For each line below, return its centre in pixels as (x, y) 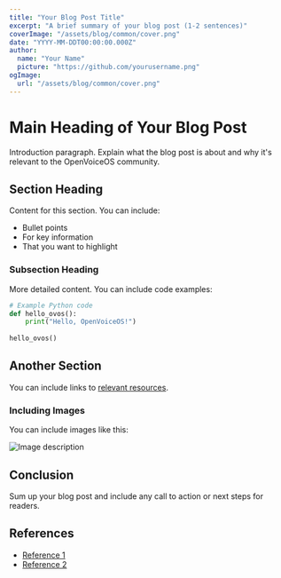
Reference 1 (43, 555)
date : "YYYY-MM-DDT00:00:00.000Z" (73, 42)
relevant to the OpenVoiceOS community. (85, 162)
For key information (58, 237)
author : (23, 51)
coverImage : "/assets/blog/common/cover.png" (94, 34)
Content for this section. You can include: (85, 210)
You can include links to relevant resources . (89, 387)
